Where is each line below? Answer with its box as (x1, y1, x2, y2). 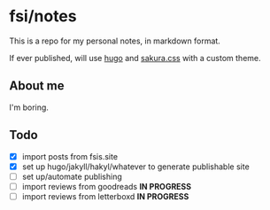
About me (9, 78, 65, 94)
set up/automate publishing (21, 171, 122, 182)
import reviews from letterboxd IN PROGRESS (21, 191, 189, 201)
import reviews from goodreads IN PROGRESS (21, 181, 192, 191)
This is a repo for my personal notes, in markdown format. (9, 35, 221, 46)
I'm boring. (9, 102, 49, 113)
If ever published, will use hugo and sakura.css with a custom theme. (9, 52, 261, 63)
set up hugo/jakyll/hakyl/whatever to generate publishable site (21, 161, 250, 172)
